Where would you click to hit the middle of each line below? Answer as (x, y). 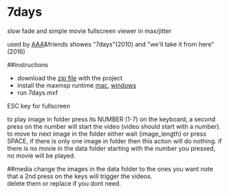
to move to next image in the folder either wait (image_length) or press (107, 134)
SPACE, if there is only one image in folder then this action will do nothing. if (115, 141)
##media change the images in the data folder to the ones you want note (110, 169)
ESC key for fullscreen (39, 106)
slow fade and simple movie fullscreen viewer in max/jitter (89, 31)
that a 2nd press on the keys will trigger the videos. (80, 176)
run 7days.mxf (37, 93)
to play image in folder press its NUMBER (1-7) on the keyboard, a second (111, 119)
